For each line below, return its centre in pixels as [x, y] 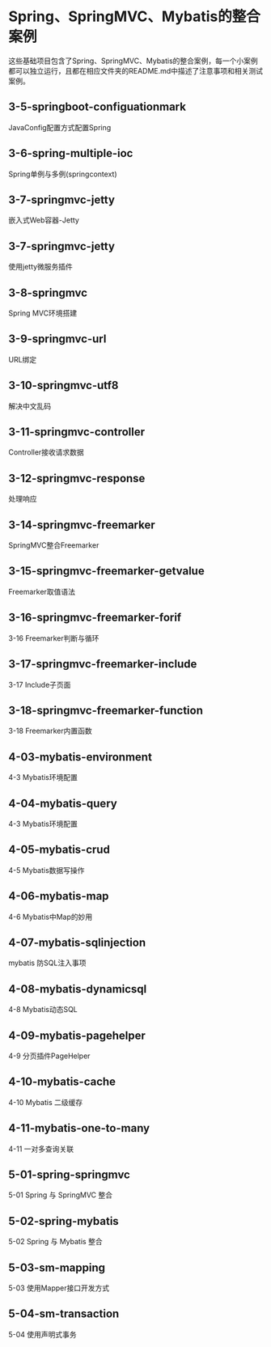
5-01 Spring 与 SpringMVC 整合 [61, 1195]
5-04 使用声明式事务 [42, 1334]
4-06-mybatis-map [59, 896]
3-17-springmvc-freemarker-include [103, 664]
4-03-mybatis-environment [80, 757]
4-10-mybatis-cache [62, 1082]
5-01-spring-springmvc [70, 1175]
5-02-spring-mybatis [64, 1221]
